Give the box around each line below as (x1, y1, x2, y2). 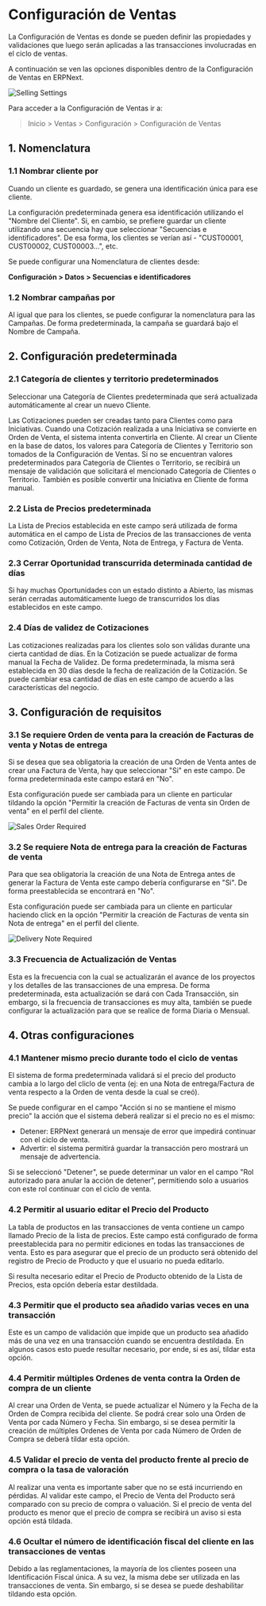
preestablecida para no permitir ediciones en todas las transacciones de (8, 1239, 245, 1249)
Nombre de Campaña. (8, 326, 81, 336)
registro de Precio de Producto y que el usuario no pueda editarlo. (8, 1256, 225, 1265)
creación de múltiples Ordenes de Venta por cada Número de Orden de (8, 1426, 242, 1435)
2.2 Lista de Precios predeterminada (8, 503, 152, 514)
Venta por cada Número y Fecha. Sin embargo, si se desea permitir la (8, 1418, 236, 1427)
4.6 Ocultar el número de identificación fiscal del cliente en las (8, 1535, 254, 1546)
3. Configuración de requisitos (8, 705, 162, 719)
